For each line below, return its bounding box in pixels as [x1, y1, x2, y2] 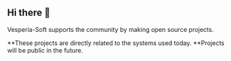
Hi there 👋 [7, 7, 51, 19]
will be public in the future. [7, 46, 83, 54]
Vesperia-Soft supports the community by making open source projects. [7, 25, 214, 33]
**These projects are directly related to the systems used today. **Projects [7, 39, 225, 47]
